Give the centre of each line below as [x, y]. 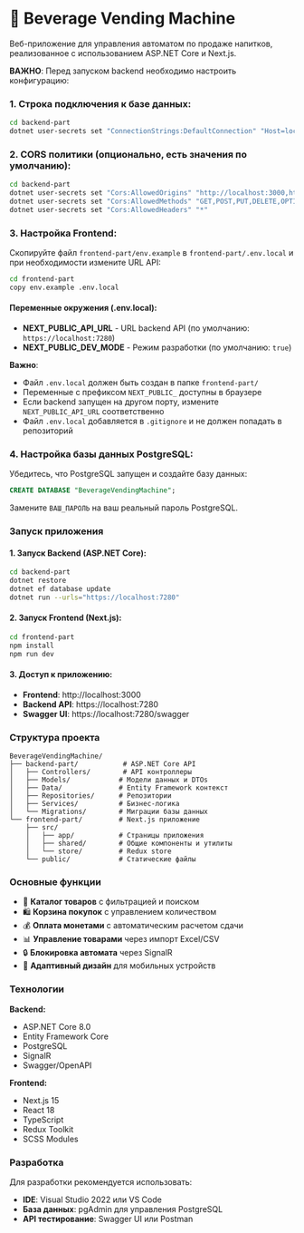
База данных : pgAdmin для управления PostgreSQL [123, 1209]
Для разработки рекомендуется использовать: [101, 1182]
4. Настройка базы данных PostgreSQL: [101, 454]
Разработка [37, 1162]
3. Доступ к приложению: [61, 675]
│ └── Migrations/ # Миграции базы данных [109, 812]
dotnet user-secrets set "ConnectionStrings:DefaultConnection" [133, 131]
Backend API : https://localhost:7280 [90, 704]
